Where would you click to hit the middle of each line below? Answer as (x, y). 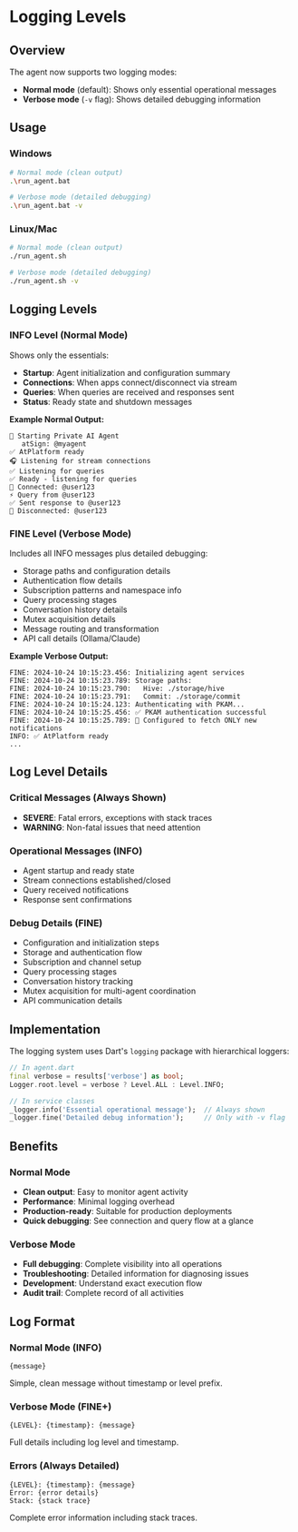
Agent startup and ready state (78, 870)
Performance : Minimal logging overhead (98, 1201)
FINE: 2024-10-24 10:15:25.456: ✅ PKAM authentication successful (138, 712)
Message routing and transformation (91, 628)
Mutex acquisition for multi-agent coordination (109, 991)
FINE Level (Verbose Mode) (71, 533)
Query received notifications (76, 890)
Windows (31, 153)
